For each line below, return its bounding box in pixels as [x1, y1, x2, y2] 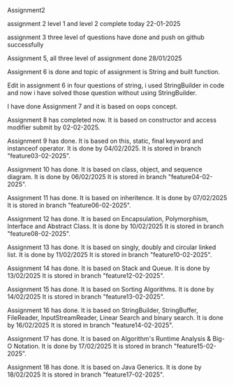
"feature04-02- [168, 173, 213, 181]
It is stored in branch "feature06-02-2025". [7, 201, 131, 209]
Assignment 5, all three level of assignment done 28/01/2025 [7, 54, 182, 62]
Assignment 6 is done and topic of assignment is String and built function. [7, 68, 220, 76]
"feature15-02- [173, 342, 217, 350]
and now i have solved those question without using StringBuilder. [7, 89, 197, 97]
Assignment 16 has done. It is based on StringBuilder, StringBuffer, [7, 306, 198, 314]
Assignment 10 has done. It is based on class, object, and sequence [7, 165, 203, 174]
